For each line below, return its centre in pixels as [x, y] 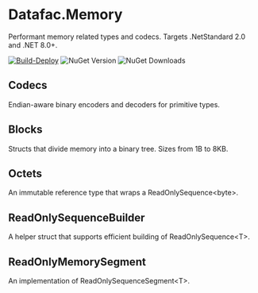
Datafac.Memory [65, 15]
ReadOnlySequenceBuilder [77, 217]
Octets [25, 173]
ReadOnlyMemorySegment [77, 262]
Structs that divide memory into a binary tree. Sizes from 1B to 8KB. [118, 148]
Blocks [25, 130]
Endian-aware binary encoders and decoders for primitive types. [114, 104]
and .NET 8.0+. [33, 44]
